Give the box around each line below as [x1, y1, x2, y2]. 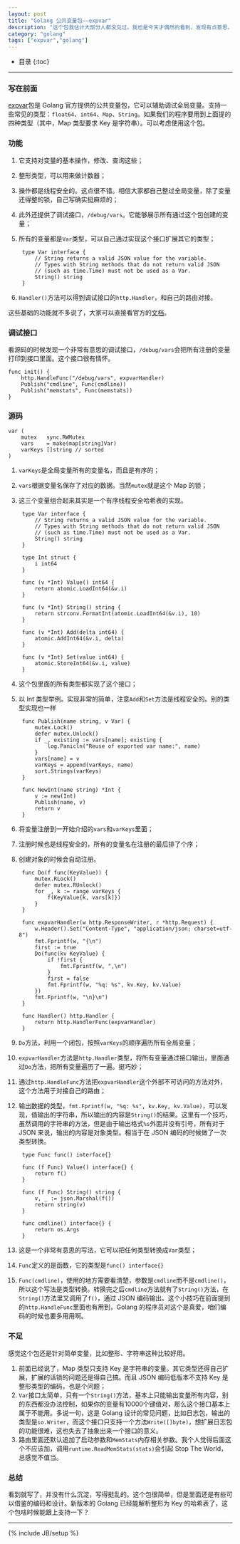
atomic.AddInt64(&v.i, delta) [34, 635, 125, 642]
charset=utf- [194, 925, 233, 933]
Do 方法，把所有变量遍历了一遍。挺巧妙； [24, 1063, 145, 1071]
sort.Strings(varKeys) [34, 768, 102, 775]
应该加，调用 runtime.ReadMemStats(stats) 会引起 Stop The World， [31, 1444, 227, 1453]
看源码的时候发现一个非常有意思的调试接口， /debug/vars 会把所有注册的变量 [8, 345, 231, 354]
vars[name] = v [34, 756, 80, 763]
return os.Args [34, 1226, 80, 1233]
